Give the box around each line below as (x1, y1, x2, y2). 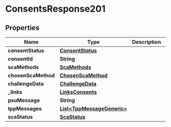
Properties (5, 23, 40, 32)
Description (132, 39, 161, 45)
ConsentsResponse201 (5, 3, 106, 15)
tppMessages (8, 105, 42, 112)
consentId (8, 56, 33, 62)
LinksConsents (60, 89, 97, 95)
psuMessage (8, 97, 40, 104)
